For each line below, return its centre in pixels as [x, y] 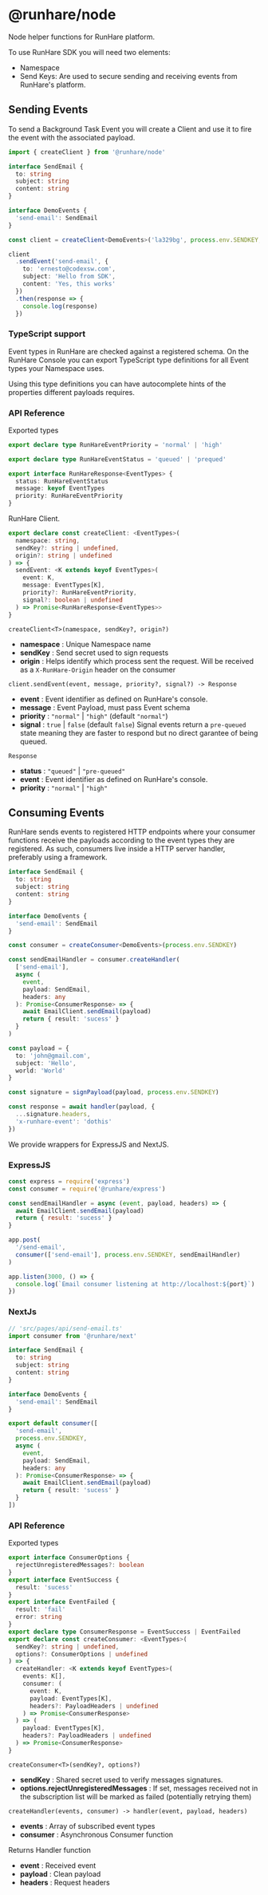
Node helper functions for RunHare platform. [82, 37]
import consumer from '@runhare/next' [73, 1336]
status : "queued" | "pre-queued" [73, 771]
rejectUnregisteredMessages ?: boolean [80, 1565]
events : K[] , [44, 1676]
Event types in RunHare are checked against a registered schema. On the [129, 351]
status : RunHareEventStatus [62, 481]
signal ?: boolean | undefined [73, 600]
